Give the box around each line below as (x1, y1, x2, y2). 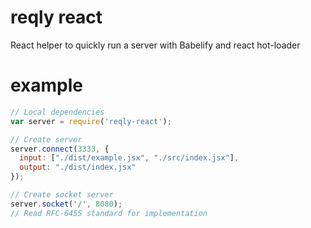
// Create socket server (10, 190, 114, 200)
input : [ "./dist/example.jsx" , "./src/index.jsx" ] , (19, 153, 240, 163)
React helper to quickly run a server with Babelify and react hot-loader (10, 39, 301, 51)
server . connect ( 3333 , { (10, 144, 110, 154)
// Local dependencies (10, 107, 105, 117)
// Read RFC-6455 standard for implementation (10, 208, 208, 218)
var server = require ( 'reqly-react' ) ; (10, 116, 172, 126)
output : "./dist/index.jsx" (19, 162, 137, 173)
